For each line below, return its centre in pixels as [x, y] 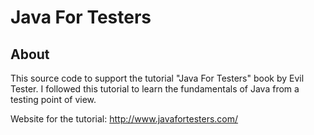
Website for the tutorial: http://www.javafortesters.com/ [124, 119]
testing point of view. [53, 99]
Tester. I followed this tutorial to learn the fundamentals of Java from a [155, 89]
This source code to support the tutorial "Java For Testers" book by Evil [157, 78]
